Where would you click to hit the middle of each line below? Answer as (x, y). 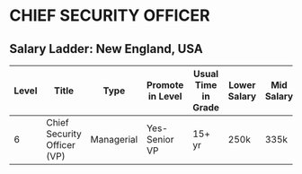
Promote (165, 85)
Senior (160, 139)
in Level (165, 96)
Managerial (114, 139)
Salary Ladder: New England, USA (107, 49)
